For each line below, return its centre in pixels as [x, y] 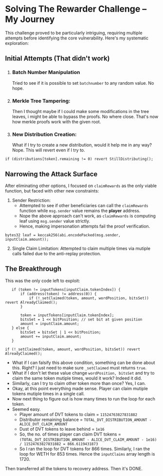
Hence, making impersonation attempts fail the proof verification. [85, 226]
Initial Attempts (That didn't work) [57, 59]
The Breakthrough [33, 269]
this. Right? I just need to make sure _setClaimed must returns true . [79, 368]
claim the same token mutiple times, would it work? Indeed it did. [77, 378]
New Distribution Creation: [44, 134]
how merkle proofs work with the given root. [56, 122]
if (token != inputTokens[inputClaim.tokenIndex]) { [66, 289]
